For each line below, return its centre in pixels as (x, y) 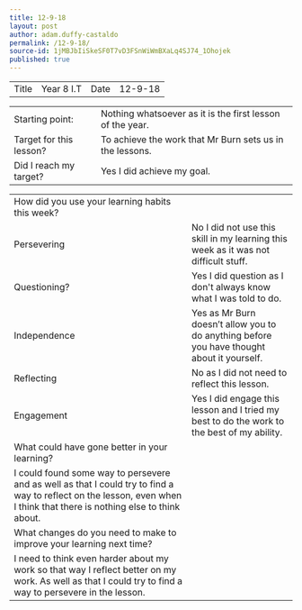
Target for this (44, 139)
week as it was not (231, 250)
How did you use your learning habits (93, 201)
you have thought (229, 346)
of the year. (125, 125)
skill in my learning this (240, 238)
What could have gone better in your (91, 447)
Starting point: (44, 119)
